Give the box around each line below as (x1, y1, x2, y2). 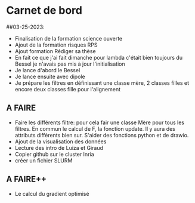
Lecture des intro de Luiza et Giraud (14, 144, 103, 151)
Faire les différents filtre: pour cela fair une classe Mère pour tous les (14, 119, 185, 126)
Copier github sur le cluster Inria (14, 150, 94, 158)
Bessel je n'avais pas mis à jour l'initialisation (14, 60, 125, 67)
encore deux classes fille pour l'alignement (14, 85, 121, 93)
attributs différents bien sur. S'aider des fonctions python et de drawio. (14, 131, 189, 139)
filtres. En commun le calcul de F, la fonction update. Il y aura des (14, 125, 176, 132)
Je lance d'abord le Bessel (14, 66, 81, 73)
